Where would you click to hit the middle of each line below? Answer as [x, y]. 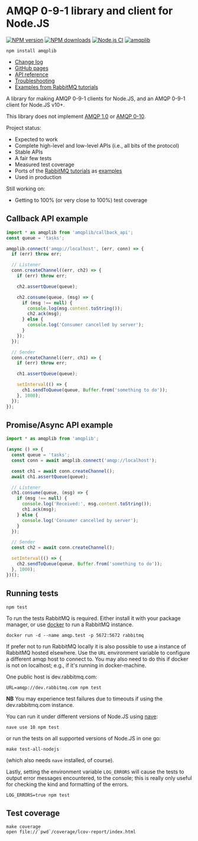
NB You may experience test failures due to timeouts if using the [85, 699]
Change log [29, 62]
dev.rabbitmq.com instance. [40, 705]
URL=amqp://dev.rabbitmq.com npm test [54, 687]
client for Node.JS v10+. [35, 104]
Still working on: [26, 189]
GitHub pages [32, 68]
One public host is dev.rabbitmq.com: [52, 677]
